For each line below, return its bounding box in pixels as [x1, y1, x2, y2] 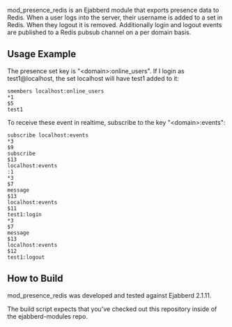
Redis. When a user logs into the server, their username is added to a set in [7, 13, 223, 22]
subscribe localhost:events [7, 132, 89, 139]
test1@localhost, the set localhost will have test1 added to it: [7, 74, 180, 82]
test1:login [7, 211, 42, 218]
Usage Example [7, 48, 77, 60]
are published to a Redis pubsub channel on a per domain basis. [7, 28, 192, 36]
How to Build [7, 273, 64, 284]
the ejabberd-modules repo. [7, 312, 88, 320]
